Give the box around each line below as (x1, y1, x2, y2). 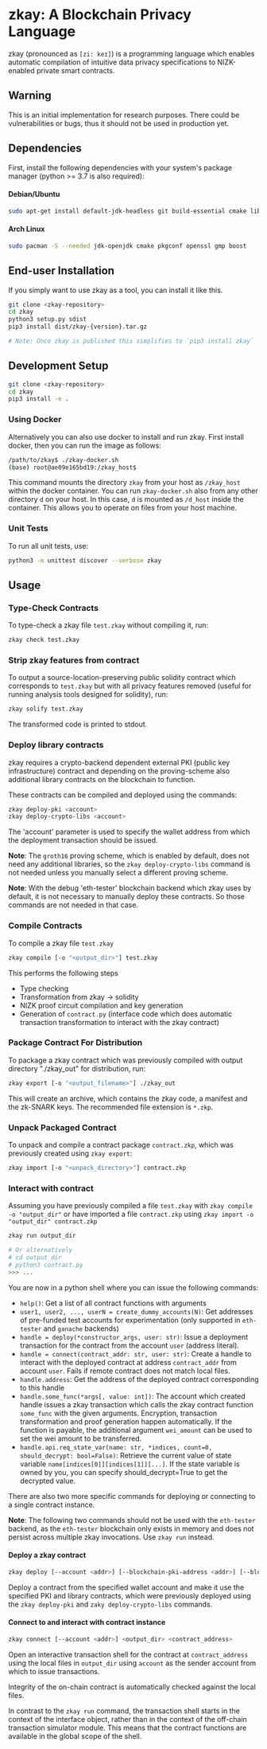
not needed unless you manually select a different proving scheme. (8, 868, 229, 878)
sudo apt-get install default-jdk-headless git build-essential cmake (8, 207, 247, 215)
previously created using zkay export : (8, 1148, 133, 1158)
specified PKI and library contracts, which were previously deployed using (8, 1591, 252, 1600)
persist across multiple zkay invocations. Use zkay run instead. (8, 1532, 215, 1542)
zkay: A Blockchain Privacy (8, 6, 192, 24)
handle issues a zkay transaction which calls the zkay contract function (19, 1399, 254, 1409)
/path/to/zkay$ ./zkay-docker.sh (8, 456, 119, 464)
